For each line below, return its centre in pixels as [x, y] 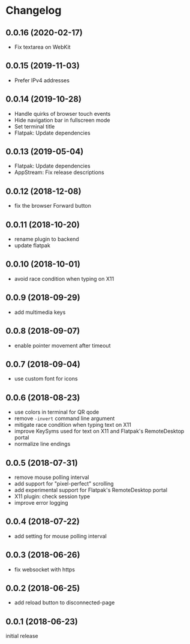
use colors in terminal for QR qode [57, 412]
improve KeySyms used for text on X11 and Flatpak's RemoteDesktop [99, 431]
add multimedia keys [40, 312]
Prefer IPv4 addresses [42, 80]
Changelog [34, 11]
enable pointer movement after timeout [62, 345]
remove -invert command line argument [64, 418]
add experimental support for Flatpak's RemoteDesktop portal [91, 490]
